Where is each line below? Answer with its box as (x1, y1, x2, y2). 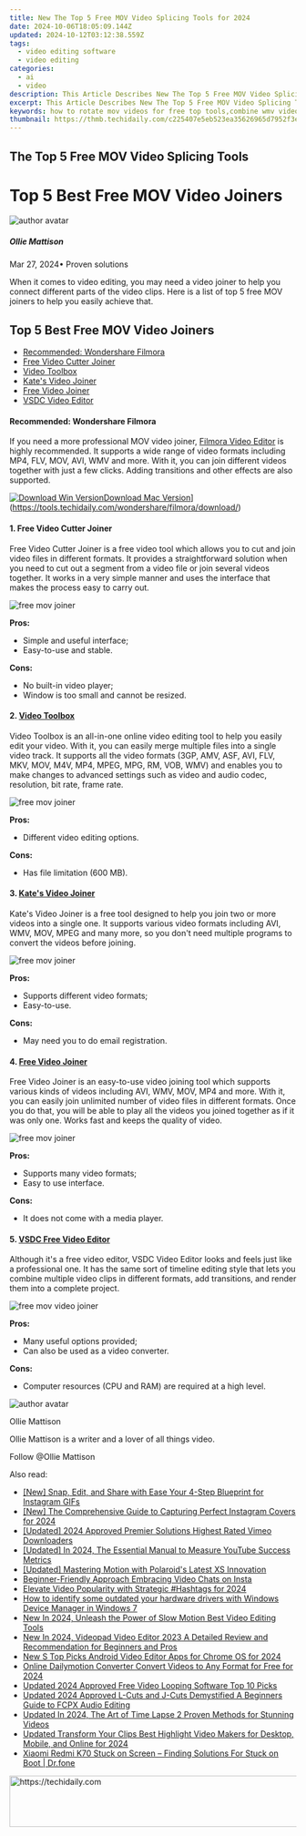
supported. (9, 474, 51, 485)
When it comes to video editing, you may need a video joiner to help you (9, 277, 280, 288)
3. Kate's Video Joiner (9, 888, 96, 899)
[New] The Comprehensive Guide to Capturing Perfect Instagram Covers (22, 1506, 296, 1517)
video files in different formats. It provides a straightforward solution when (9, 553, 289, 564)
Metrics (22, 1555, 52, 1566)
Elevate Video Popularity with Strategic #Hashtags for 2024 (22, 1584, 247, 1595)
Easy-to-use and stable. (22, 644, 113, 656)
